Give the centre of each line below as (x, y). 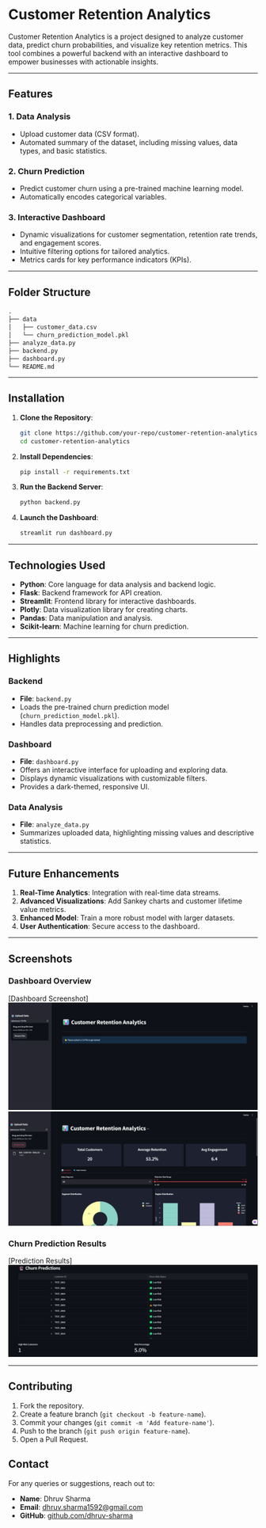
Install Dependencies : (56, 456)
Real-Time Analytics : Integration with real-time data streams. (120, 893)
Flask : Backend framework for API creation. (91, 593)
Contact (28, 1464)
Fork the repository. (52, 1405)
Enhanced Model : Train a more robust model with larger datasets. (127, 918)
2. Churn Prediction (47, 171)
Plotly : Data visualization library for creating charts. (104, 610)
